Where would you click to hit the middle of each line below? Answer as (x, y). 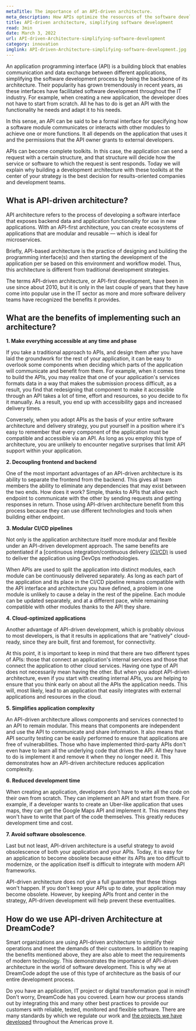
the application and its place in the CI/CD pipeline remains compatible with (96, 582)
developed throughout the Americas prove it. (60, 1022)
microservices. (24, 239)
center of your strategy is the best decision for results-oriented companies (96, 176)
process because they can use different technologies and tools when (89, 511)
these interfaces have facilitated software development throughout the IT (94, 91)
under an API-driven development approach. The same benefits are (87, 546)
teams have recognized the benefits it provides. (63, 300)
